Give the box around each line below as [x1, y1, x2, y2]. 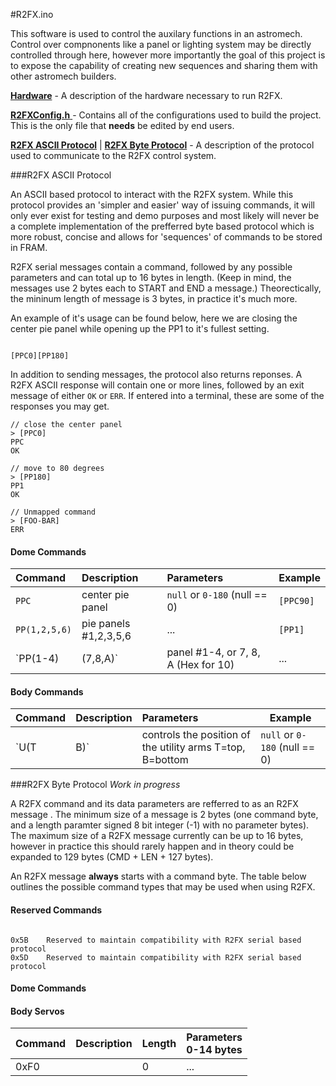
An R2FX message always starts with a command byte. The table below [10, 870, 307, 883]
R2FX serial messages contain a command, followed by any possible [10, 261, 293, 273]
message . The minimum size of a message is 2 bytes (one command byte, [10, 809, 319, 821]
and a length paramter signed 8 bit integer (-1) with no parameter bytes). [10, 819, 310, 831]
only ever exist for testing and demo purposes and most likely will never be [10, 210, 320, 221]
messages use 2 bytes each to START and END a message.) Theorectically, [10, 282, 322, 294]
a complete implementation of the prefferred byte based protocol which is [10, 220, 315, 232]
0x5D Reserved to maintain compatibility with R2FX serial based [10, 952, 302, 963]
